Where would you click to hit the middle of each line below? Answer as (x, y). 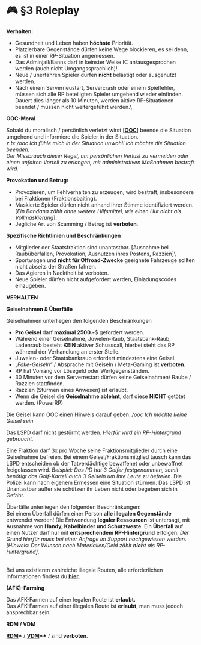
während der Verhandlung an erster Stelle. (67, 351)
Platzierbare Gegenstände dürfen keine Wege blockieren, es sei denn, (101, 49)
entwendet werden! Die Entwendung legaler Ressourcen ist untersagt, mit (98, 520)
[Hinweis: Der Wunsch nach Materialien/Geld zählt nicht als (81, 545)
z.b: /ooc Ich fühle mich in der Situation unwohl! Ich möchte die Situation (96, 143)
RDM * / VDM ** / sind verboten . (47, 635)
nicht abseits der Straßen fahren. (55, 266)
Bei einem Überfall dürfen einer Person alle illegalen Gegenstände (89, 513)
